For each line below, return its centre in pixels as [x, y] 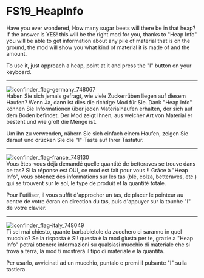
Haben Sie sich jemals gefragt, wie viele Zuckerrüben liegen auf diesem [96, 96]
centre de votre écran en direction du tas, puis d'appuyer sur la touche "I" [99, 201]
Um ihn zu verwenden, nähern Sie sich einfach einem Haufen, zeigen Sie [97, 133]
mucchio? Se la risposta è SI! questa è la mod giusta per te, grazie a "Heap [100, 238]
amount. [17, 53]
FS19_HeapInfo [45, 11]
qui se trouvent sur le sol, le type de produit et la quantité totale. [86, 183]
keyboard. [19, 72]
